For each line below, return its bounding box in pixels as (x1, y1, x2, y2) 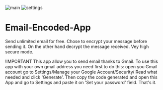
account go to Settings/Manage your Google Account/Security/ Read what (5, 69, 158, 75)
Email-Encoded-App (5, 22, 91, 33)
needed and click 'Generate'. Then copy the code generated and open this (5, 74, 158, 80)
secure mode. (5, 48, 34, 54)
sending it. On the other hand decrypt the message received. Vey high (5, 44, 149, 49)
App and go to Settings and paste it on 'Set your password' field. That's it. (5, 79, 157, 85)
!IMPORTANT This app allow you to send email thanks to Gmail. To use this (5, 58, 158, 64)
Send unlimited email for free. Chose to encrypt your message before (5, 38, 148, 44)
